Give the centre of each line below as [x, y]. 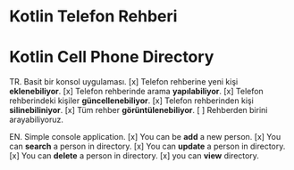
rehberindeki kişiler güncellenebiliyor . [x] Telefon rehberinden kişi [132, 101]
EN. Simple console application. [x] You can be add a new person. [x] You [145, 137]
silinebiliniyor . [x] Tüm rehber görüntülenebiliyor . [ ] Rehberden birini [139, 110]
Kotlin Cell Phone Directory [112, 57]
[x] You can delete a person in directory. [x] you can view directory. [134, 156]
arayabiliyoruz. [37, 120]
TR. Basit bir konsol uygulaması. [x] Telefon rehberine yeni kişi [124, 82]
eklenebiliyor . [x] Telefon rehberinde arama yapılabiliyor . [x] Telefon [136, 92]
